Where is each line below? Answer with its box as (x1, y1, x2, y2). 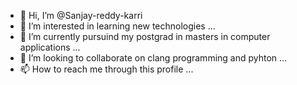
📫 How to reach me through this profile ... (19, 63, 194, 75)
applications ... (19, 41, 81, 53)
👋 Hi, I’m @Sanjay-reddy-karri (19, 10, 143, 21)
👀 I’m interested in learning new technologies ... (19, 20, 216, 32)
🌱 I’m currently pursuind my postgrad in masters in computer (19, 31, 271, 42)
